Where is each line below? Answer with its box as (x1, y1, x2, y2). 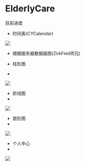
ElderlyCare (5, 3, 55, 14)
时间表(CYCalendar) (12, 30, 54, 36)
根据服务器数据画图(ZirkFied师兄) (12, 50, 81, 56)
